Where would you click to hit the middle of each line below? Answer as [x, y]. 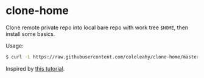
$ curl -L [18, 57]
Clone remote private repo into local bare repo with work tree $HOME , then [97, 27]
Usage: [15, 46]
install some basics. [30, 34]
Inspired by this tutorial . [35, 68]
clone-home [37, 11]
